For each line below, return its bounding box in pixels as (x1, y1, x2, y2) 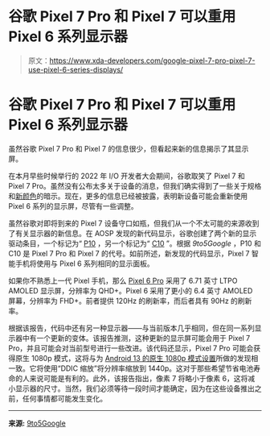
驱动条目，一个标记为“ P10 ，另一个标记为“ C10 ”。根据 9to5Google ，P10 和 (8, 239, 261, 248)
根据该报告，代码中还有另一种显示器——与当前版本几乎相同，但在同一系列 (8, 323, 255, 333)
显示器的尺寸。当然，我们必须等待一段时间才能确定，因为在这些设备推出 (14, 384, 255, 393)
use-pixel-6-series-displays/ (27, 64, 124, 74)
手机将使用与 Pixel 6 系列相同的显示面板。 (14, 259, 154, 268)
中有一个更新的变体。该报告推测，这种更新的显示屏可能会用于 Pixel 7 (22, 333, 251, 343)
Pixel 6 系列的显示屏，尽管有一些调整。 (8, 201, 138, 210)
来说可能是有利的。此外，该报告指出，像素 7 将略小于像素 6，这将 (29, 373, 248, 383)
